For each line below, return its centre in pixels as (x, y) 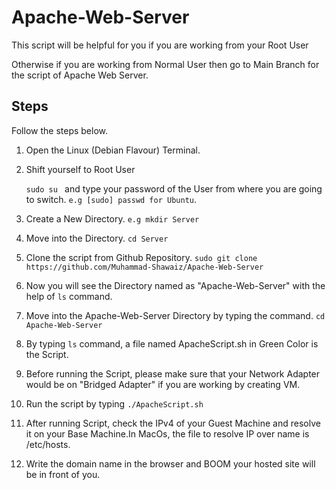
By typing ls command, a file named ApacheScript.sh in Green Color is (172, 343)
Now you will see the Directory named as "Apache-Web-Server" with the (175, 285)
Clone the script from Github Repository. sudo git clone (141, 257)
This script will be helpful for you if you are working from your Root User (160, 45)
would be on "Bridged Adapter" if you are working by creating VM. (163, 384)
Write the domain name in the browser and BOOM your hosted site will (170, 463)
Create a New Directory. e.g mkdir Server (112, 218)
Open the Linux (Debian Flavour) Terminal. (113, 150)
